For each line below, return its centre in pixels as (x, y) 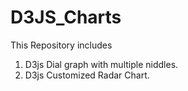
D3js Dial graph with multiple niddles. (101, 64)
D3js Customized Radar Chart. (87, 75)
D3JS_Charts (66, 17)
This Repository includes (61, 45)
